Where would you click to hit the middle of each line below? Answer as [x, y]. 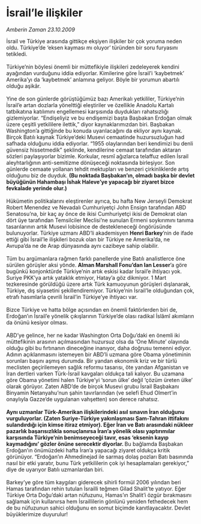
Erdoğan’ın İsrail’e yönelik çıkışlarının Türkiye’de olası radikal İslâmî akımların [100, 316]
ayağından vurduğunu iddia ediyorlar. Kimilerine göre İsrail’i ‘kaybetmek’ [95, 73]
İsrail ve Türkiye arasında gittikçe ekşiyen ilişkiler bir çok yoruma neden [94, 41]
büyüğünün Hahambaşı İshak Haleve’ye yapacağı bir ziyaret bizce [90, 182]
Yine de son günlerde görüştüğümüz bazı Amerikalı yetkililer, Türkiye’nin [95, 99]
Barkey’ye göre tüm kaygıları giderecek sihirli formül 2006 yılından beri [94, 482]
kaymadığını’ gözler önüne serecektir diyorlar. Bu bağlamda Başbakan [94, 444]
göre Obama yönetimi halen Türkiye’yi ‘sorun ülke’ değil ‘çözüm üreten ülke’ [100, 380]
